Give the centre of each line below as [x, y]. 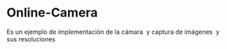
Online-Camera [52, 13]
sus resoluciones [31, 39]
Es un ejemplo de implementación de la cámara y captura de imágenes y [113, 32]
